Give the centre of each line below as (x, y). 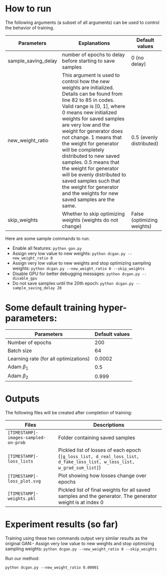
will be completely (83, 150)
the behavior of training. (30, 27)
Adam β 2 (18, 377)
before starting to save (88, 61)
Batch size (20, 350)
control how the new (86, 81)
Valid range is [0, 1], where (94, 106)
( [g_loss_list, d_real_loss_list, (98, 457)
